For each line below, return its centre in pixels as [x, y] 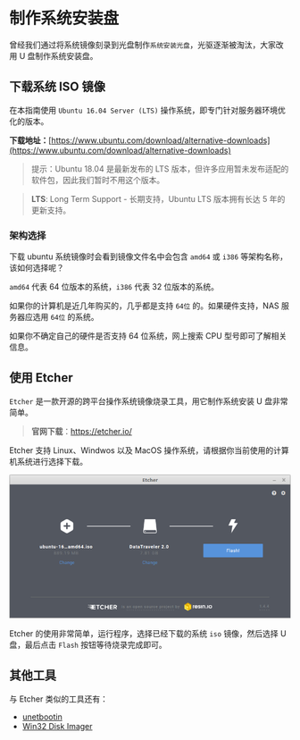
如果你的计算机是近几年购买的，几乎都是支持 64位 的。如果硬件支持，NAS [144, 306]
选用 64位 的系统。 [66, 317]
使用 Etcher [41, 378]
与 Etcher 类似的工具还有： [59, 699]
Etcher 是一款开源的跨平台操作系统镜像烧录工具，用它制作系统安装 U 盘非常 [149, 401]
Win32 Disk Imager [57, 726]
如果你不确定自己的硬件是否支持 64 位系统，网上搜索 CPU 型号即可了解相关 [148, 336]
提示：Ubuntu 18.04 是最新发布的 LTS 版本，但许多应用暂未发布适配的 [160, 168]
